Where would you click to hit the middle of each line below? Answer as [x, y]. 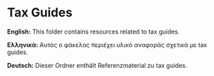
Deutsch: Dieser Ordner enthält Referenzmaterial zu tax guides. [97, 65]
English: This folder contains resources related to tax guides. [94, 31]
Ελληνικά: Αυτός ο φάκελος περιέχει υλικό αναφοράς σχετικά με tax [107, 45]
